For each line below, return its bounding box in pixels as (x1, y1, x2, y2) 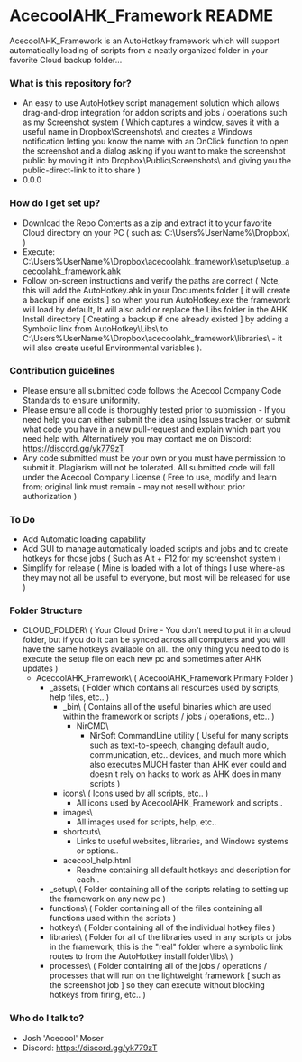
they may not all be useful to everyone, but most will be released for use (22, 573, 291, 583)
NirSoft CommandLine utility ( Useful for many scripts (89, 731, 288, 741)
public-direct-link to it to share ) (22, 164, 142, 176)
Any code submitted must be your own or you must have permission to (22, 452, 286, 463)
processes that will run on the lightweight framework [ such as (49, 970, 281, 981)
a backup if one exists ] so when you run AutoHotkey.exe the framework (22, 294, 291, 305)
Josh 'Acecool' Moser (22, 1032, 104, 1043)
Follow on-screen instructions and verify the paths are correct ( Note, (22, 275, 281, 285)
